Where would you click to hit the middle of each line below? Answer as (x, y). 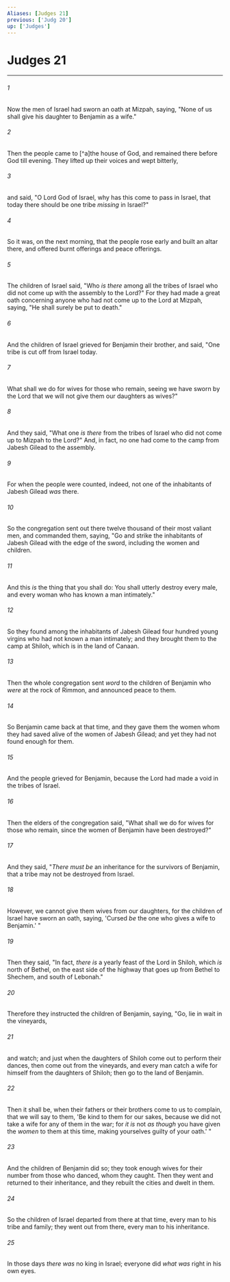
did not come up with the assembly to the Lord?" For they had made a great (114, 293)
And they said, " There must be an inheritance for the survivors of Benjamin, (114, 866)
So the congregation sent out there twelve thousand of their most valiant (110, 529)
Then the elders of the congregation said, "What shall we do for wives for (111, 822)
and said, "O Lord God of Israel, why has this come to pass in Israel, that (109, 197)
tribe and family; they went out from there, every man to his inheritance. (108, 1227)
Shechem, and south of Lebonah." (55, 977)
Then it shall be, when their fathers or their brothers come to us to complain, (115, 1109)
